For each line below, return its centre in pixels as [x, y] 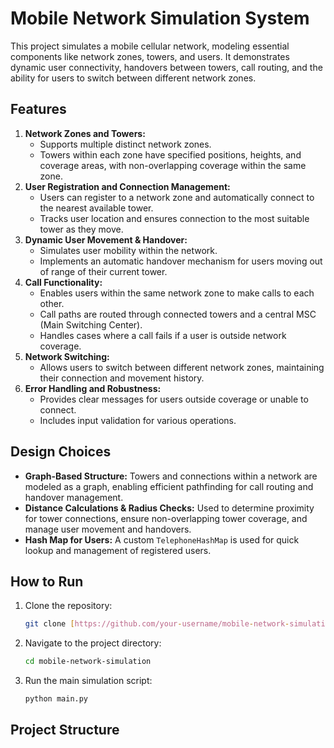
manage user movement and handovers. [108, 529]
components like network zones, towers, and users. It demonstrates [150, 56]
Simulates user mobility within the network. [128, 250]
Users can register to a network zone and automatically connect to [177, 197]
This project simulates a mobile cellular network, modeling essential [150, 46]
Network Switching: [67, 356]
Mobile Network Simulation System [160, 18]
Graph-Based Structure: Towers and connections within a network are [171, 476]
